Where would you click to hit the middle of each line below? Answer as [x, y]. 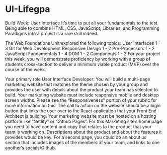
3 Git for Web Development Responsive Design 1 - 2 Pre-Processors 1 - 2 [80, 48]
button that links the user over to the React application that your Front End [81, 111]
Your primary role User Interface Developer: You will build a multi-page [78, 79]
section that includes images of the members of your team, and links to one [83, 142]
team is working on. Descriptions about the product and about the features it [83, 132]
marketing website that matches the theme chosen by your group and [77, 84]
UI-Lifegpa [28, 9]
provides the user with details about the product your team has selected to [82, 89]
